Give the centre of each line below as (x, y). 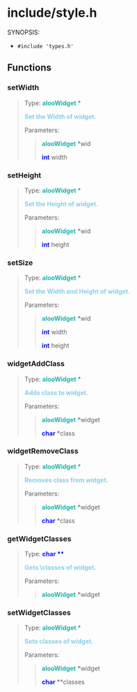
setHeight (24, 175)
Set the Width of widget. (60, 116)
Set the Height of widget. (61, 203)
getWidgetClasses (39, 538)
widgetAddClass (36, 363)
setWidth (23, 87)
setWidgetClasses (39, 613)
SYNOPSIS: (24, 32)
